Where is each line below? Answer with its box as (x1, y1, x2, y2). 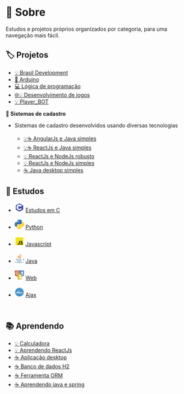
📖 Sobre (5, 5, 46, 19)
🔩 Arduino (14, 75, 40, 83)
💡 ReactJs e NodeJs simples (23, 159, 94, 166)
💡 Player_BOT (14, 98, 49, 105)
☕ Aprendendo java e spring (14, 381, 85, 388)
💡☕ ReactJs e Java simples (23, 144, 92, 151)
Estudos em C (25, 206, 61, 213)
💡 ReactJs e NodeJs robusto (23, 152, 94, 160)
